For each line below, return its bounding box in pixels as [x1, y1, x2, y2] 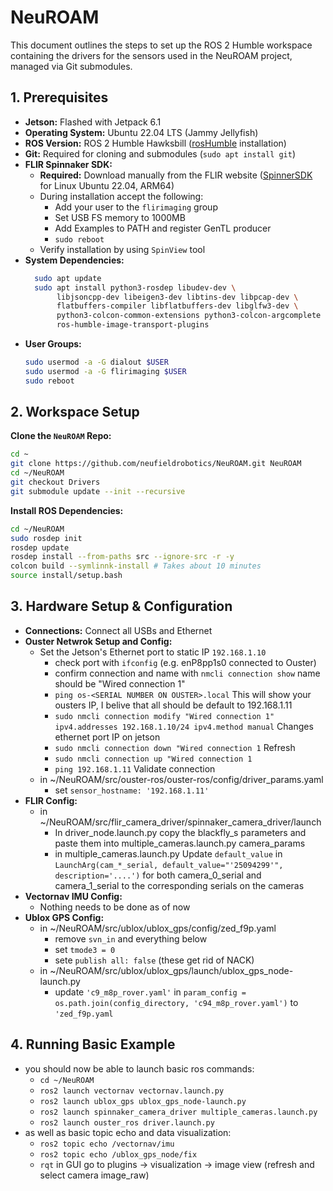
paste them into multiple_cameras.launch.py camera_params [54, 837, 306, 849]
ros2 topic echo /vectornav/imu [39, 1139, 175, 1149]
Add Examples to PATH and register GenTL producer [54, 222, 272, 234]
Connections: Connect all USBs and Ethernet [24, 624, 213, 636]
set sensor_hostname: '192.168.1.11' [54, 784, 210, 796]
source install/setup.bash [10, 571, 123, 581]
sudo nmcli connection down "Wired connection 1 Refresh [54, 741, 296, 753]
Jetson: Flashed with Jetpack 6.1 [24, 116, 162, 128]
